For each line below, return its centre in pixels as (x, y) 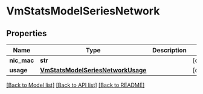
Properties (27, 33)
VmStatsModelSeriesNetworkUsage (93, 70)
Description (169, 50)
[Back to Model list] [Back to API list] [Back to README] (76, 85)
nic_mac (22, 60)
